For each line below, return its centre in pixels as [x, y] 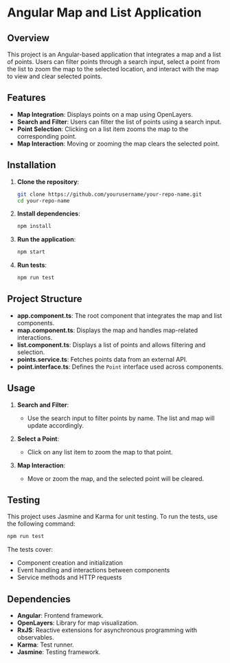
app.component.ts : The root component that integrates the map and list [119, 315]
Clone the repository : [48, 182]
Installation [32, 165]
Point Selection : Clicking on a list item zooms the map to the [103, 129]
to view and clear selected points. [55, 76]
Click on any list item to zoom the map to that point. [100, 452]
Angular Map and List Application [104, 13]
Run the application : [46, 240]
